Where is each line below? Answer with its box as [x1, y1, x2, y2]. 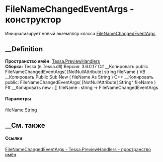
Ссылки [5, 135, 23, 141]
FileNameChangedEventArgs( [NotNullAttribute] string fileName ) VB [5, 69, 146, 75]
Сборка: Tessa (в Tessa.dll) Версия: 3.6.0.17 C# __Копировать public [5, 63, 148, 69]
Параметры [5, 96, 31, 102]
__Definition [5, 45, 43, 53]
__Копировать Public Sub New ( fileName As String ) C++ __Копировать [5, 74, 154, 80]
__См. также [5, 121, 46, 130]
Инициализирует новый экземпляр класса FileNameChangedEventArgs [5, 30, 156, 36]
